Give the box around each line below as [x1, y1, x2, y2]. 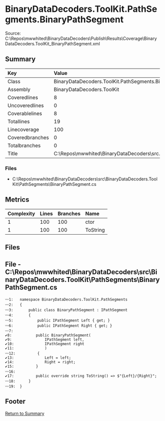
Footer [5, 397, 26, 406]
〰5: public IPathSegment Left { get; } [5, 318, 110, 323]
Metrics [5, 196, 29, 204]
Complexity [7, 210, 35, 217]
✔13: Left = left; [5, 355, 71, 360]
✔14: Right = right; [5, 360, 76, 365]
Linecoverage [7, 126, 39, 133]
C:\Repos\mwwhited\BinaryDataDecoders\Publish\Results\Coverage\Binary [5, 35, 157, 41]
